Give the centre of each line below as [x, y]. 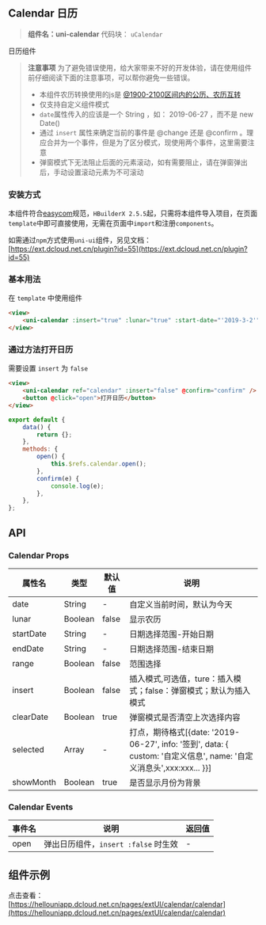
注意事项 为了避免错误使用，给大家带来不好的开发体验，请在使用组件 [139, 67]
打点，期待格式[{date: [169, 732]
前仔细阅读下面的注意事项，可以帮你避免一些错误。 [111, 78]
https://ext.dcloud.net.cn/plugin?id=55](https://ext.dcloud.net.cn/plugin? [129, 249]
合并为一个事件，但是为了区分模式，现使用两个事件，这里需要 [147, 142]
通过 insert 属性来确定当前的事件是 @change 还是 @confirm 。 [143, 132]
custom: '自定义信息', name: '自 [187, 756]
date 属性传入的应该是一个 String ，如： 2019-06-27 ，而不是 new [146, 114]
